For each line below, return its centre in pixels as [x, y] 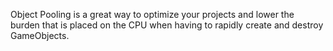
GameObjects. [40, 35]
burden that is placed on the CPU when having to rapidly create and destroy [167, 25]
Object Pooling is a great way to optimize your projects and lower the [152, 14]
